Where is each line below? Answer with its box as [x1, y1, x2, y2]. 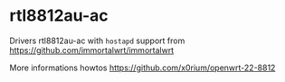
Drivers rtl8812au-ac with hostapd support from [9, 35, 185, 46]
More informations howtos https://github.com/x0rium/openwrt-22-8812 [9, 62, 276, 73]
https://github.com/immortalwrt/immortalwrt [9, 44, 175, 55]
